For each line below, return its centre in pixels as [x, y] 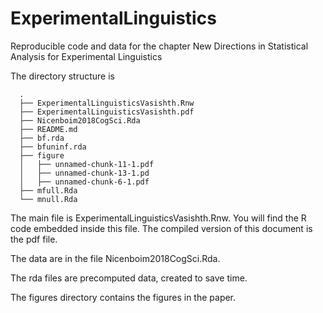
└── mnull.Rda [48, 199]
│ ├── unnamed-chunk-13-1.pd [84, 173]
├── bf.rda [42, 138]
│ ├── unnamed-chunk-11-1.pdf [87, 164]
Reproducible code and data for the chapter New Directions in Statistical [159, 46]
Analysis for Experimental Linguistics [86, 56]
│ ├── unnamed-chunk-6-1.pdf [84, 182]
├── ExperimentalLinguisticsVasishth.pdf [107, 112]
